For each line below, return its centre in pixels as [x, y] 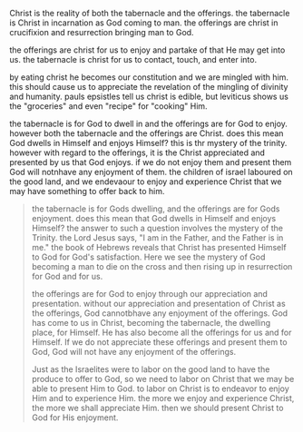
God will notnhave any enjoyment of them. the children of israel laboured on [151, 172]
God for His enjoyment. [75, 417]
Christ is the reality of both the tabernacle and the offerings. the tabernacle [150, 13]
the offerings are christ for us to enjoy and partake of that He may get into [147, 50]
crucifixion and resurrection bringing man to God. [102, 32]
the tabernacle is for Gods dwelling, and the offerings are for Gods [156, 209]
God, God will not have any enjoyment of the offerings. [134, 352]
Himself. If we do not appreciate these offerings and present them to [159, 342]
